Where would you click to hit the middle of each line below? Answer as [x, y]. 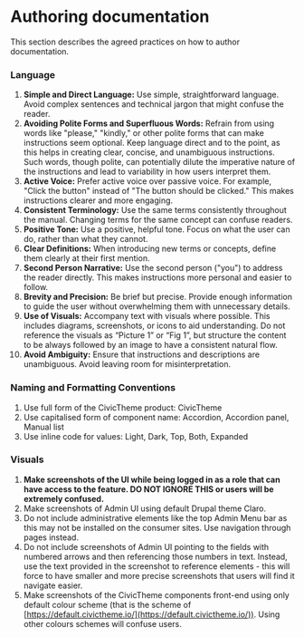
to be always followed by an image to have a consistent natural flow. [151, 345]
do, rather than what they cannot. [85, 239]
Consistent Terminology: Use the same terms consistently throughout [155, 210]
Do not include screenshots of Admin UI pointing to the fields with [146, 546]
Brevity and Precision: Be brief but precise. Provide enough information [158, 297]
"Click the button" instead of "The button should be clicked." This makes [159, 191]
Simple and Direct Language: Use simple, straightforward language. [151, 95]
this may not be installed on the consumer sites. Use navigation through [157, 527]
